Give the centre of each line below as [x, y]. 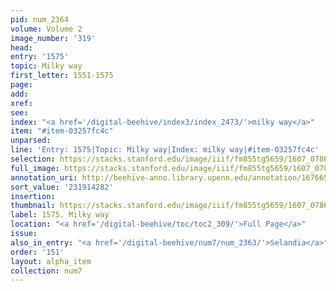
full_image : [35, 168]
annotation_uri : [44, 177]
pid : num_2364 [40, 19]
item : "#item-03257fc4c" [62, 131]
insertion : [33, 196]
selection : [33, 159]
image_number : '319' [53, 38]
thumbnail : [33, 206]
